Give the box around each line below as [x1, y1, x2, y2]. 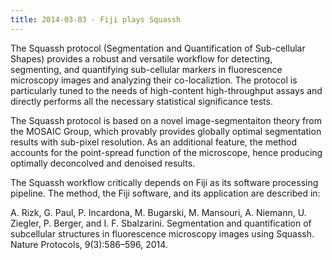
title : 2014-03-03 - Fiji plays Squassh [10, 14, 182, 25]
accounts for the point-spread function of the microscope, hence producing [10, 146, 323, 158]
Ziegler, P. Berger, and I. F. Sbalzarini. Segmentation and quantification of [10, 217, 312, 229]
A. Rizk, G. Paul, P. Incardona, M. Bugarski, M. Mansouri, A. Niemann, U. [10, 206, 307, 218]
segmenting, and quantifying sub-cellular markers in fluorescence [10, 63, 283, 75]
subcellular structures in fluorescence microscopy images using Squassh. [10, 227, 315, 240]
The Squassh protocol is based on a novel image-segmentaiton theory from [10, 114, 322, 126]
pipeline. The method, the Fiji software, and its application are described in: [10, 187, 321, 199]
